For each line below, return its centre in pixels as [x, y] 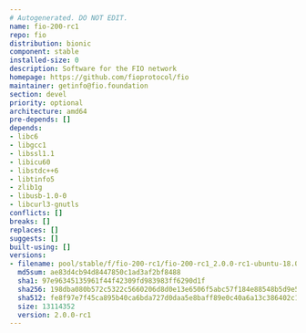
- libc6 [24, 137]
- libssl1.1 [32, 153]
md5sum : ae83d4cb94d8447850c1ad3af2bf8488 [99, 273]
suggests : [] [34, 238]
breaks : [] [30, 221]
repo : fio [28, 35]
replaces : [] [34, 230]
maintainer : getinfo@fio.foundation [79, 86]
